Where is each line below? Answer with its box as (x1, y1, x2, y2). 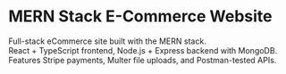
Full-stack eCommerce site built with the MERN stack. (8, 36, 206, 46)
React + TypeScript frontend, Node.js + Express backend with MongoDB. (8, 45, 278, 55)
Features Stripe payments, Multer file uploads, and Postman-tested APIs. (8, 54, 277, 65)
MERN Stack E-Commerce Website (8, 6, 273, 27)
